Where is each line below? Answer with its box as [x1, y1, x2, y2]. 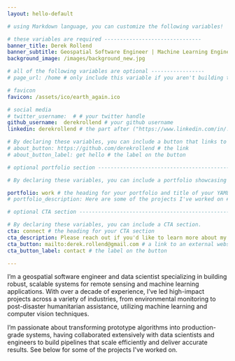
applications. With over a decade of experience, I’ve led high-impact [7, 287, 205, 296]
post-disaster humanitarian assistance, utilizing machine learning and [7, 302, 208, 311]
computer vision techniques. [7, 310, 90, 318]
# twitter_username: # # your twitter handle [7, 113, 145, 120]
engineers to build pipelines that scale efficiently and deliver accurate [7, 338, 208, 347]
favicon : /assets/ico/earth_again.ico [7, 93, 120, 100]
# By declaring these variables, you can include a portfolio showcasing [7, 177, 227, 184]
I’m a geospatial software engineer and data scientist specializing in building [7, 273, 227, 281]
